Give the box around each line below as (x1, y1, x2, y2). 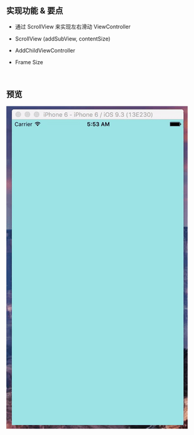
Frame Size (15, 58, 44, 65)
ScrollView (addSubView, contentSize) (15, 35, 111, 42)
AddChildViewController (15, 47, 76, 54)
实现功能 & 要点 (6, 5, 63, 16)
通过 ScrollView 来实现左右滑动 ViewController (15, 23, 131, 30)
